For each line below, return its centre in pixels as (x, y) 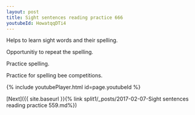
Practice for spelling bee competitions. (55, 76)
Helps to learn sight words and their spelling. (62, 41)
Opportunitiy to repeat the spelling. (50, 52)
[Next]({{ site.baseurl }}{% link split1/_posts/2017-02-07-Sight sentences (97, 99)
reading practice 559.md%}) (42, 105)
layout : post (23, 12)
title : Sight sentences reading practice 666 (64, 18)
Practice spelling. (28, 64)
